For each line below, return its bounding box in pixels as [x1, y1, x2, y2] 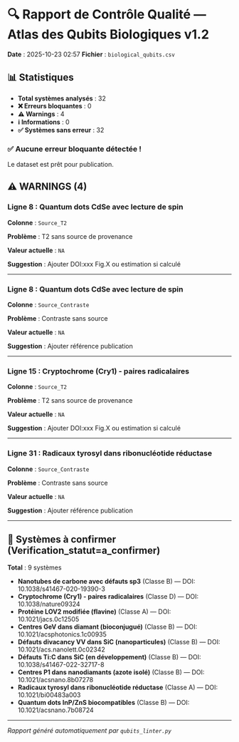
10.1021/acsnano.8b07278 [17, 676, 94, 684]
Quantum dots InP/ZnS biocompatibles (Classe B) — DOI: [17, 699, 190, 707]
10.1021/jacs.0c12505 [17, 615, 80, 624]
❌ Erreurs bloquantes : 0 [17, 101, 92, 110]
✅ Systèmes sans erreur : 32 [17, 125, 105, 134]
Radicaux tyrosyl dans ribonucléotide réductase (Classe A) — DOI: [17, 683, 218, 692]
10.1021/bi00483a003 [17, 691, 81, 699]
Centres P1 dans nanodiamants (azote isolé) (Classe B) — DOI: [17, 668, 205, 676]
